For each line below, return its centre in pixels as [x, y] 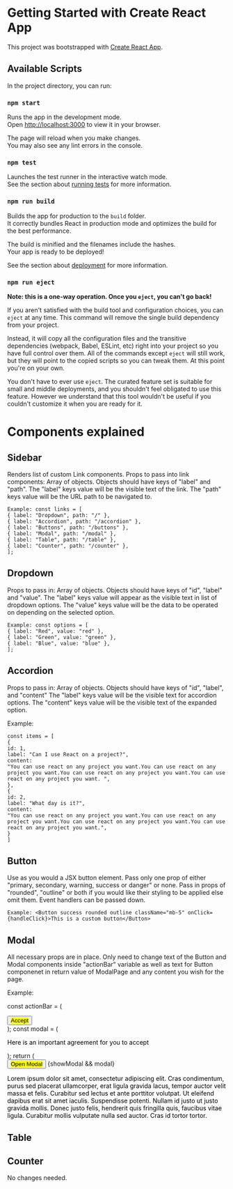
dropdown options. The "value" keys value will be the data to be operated [113, 605]
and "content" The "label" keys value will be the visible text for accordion [112, 695]
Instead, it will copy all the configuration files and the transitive [97, 338]
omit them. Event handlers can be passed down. [77, 900]
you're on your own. [36, 368]
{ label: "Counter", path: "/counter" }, [68, 546]
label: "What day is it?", [46, 803]
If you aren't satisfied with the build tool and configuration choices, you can [115, 310]
